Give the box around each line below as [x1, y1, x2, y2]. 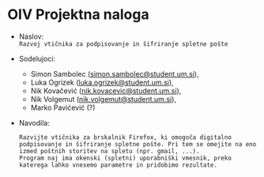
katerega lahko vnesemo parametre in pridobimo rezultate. [18, 160, 218, 169]
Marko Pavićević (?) [30, 103, 96, 112]
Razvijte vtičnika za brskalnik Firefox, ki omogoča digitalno [18, 133, 232, 141]
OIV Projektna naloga [7, 6, 149, 24]
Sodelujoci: [18, 54, 56, 63]
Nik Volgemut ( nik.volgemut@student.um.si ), [30, 94, 177, 104]
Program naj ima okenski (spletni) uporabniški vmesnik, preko [18, 154, 232, 162]
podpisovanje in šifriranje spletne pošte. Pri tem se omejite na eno [18, 140, 257, 148]
